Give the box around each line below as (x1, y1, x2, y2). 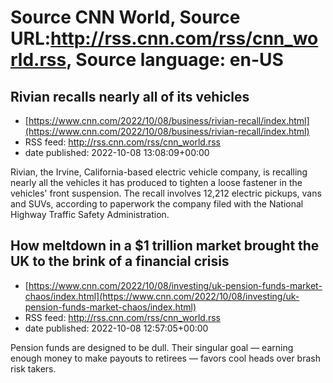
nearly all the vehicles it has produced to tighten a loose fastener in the (10, 177, 303, 188)
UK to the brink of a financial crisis (10, 253, 230, 270)
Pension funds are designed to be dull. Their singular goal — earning (10, 341, 294, 353)
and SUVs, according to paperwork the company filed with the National (10, 198, 304, 210)
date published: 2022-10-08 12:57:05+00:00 (24, 322, 209, 334)
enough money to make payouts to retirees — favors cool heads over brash (10, 352, 321, 364)
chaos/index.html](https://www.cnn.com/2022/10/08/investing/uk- (24, 290, 300, 302)
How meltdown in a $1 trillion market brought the (10, 237, 320, 255)
